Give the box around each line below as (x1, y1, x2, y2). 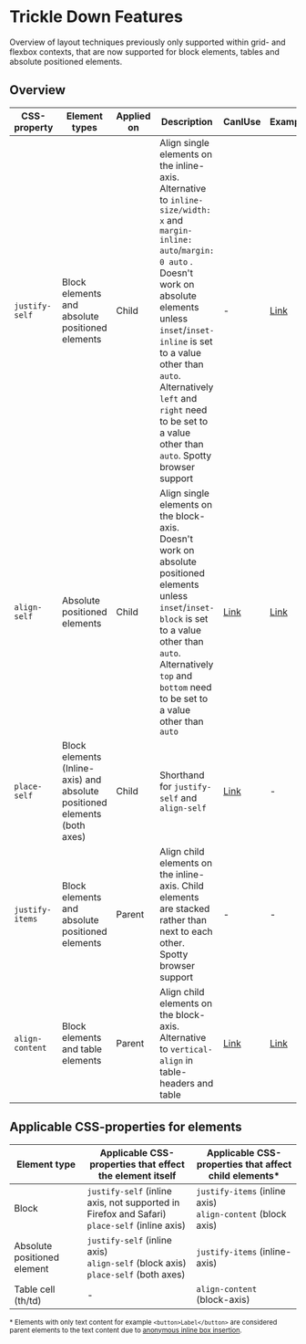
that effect (138, 1158, 185, 1171)
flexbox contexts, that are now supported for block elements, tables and (9, 46, 280, 57)
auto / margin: (158, 244, 215, 257)
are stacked (158, 902, 210, 915)
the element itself (97, 1169, 177, 1181)
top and (158, 669, 193, 682)
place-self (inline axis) (87, 1219, 187, 1232)
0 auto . (158, 255, 193, 268)
